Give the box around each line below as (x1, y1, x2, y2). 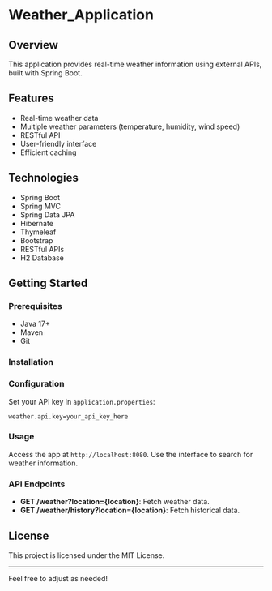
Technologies (8, 171, 79, 185)
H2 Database (19, 253, 65, 263)
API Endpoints (8, 478, 66, 490)
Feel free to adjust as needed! (8, 573, 108, 583)
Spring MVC (19, 201, 62, 211)
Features (8, 92, 54, 105)
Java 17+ (19, 319, 50, 329)
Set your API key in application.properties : (8, 396, 155, 406)
